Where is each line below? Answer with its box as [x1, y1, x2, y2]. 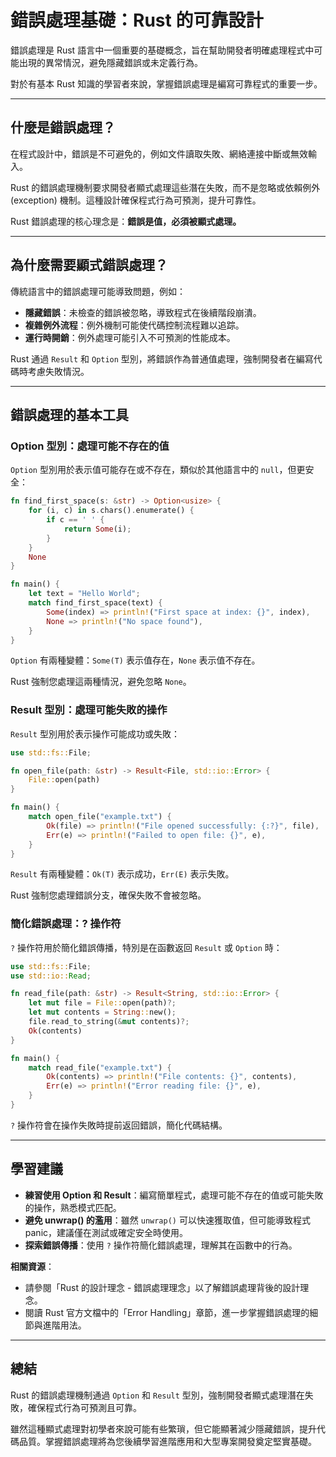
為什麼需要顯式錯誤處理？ [10, 257, 168, 274]
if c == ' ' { [46, 515, 105, 525]
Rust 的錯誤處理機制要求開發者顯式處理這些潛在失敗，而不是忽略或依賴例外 [10, 181, 321, 193]
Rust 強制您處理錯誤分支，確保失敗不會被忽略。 [10, 889, 207, 901]
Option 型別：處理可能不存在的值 [10, 439, 170, 453]
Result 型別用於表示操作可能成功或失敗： [10, 727, 180, 740]
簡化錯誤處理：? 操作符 [10, 917, 122, 931]
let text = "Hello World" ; [28, 589, 141, 599]
